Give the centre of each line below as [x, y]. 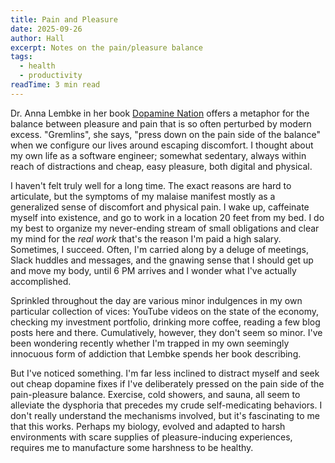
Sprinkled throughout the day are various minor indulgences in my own [156, 300]
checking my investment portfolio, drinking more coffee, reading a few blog [165, 322]
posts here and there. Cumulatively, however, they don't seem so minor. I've [166, 332]
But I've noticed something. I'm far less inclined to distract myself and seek [165, 373]
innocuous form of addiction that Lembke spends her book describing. [156, 353]
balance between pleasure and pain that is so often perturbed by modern [161, 123]
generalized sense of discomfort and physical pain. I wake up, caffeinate [160, 207]
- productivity [51, 76]
